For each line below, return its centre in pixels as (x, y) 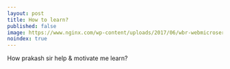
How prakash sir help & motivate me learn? (67, 58)
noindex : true (27, 39)
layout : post (26, 13)
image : (16, 32)
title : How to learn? (38, 20)
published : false (32, 26)
